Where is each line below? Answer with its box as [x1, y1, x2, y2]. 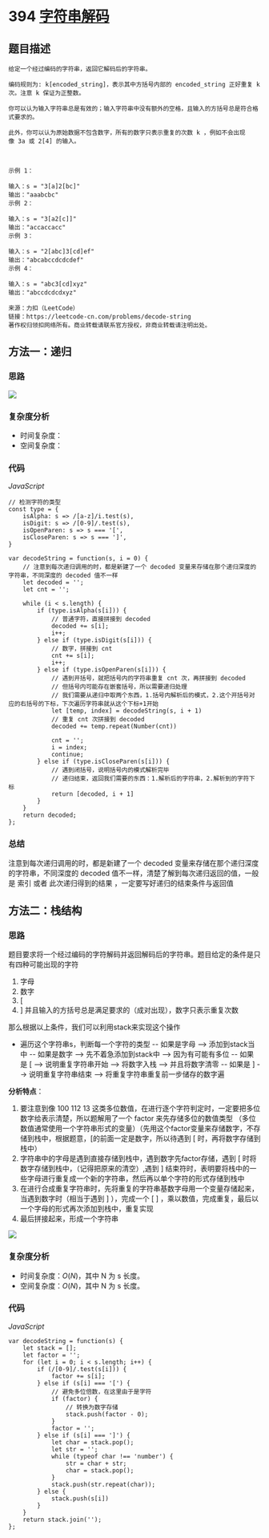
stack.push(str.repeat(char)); [50, 1480, 156, 1488]
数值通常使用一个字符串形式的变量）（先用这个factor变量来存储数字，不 [19, 1124, 254, 1134]
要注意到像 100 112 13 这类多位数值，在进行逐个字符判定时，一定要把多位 [19, 1104, 261, 1114]
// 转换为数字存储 [65, 1403, 118, 1411]
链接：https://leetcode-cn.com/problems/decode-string [8, 313, 191, 321]
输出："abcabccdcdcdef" [8, 256, 84, 264]
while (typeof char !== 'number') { [50, 1452, 174, 1460]
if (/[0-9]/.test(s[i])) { [37, 1365, 127, 1373]
